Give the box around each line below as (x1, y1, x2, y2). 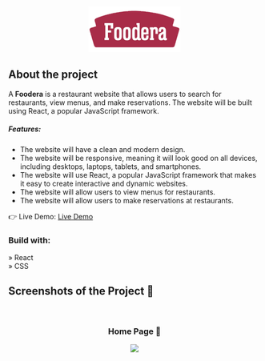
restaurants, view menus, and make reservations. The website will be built (8, 98, 252, 107)
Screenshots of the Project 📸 (8, 284, 155, 298)
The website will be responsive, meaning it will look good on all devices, (19, 153, 258, 162)
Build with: (8, 235, 51, 246)
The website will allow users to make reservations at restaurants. (19, 195, 234, 205)
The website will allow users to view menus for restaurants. (19, 187, 216, 197)
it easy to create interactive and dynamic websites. (19, 178, 188, 188)
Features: (8, 124, 42, 134)
